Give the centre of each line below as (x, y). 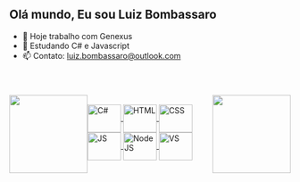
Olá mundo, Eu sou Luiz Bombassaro (113, 15)
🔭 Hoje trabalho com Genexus (77, 36)
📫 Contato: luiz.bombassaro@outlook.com (101, 55)
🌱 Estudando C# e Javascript (75, 45)
